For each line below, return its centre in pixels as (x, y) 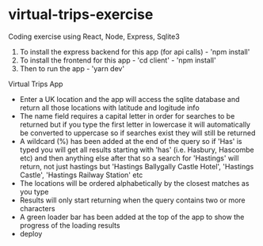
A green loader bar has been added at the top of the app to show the (132, 217)
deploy (31, 233)
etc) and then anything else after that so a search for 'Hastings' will (129, 158)
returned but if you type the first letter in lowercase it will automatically (135, 124)
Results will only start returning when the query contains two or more (132, 200)
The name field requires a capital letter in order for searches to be (127, 115)
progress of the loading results (70, 225)
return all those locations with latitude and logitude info (109, 108)
